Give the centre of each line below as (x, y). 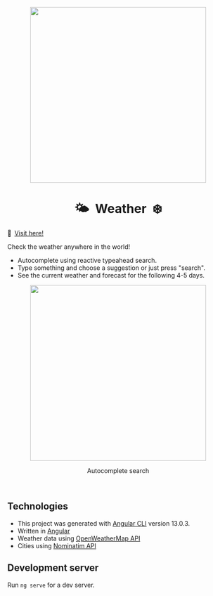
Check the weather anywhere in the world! (69, 247)
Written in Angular (44, 531)
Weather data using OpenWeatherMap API (79, 538)
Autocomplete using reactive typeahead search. (87, 260)
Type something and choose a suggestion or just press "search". (111, 268)
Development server (53, 568)
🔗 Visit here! (26, 233)
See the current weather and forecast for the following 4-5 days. (111, 275)
